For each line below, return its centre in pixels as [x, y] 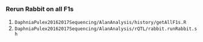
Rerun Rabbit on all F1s [40, 9]
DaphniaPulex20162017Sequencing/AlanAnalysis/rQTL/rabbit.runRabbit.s [106, 29]
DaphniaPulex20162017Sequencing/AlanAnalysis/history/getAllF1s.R [100, 23]
